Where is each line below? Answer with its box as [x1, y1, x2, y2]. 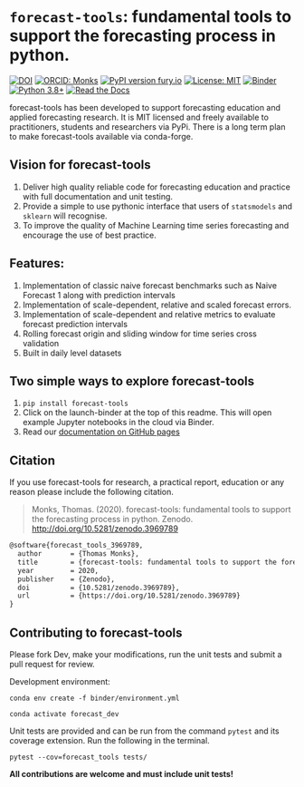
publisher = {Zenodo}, [17, 574, 116, 584]
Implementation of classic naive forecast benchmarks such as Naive [22, 279, 278, 291]
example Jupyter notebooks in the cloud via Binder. [22, 417, 214, 428]
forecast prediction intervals [22, 318, 128, 329]
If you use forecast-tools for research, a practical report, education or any [9, 477, 285, 488]
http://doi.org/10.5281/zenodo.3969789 [31, 523, 179, 534]
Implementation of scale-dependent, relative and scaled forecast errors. [22, 299, 292, 310]
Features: [9, 256, 65, 271]
